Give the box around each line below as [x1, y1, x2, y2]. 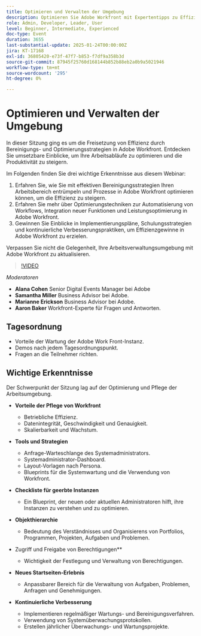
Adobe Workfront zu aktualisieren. [6, 251, 91, 258]
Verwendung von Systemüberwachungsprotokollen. [23, 616, 153, 623]
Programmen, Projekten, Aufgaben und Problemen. [23, 534, 150, 541]
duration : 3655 [6, 37, 44, 43]
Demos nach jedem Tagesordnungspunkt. [14, 344, 118, 351]
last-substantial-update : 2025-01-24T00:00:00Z [6, 43, 127, 49]
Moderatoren [6, 274, 39, 281]
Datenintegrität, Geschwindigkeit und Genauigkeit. [23, 420, 148, 427]
